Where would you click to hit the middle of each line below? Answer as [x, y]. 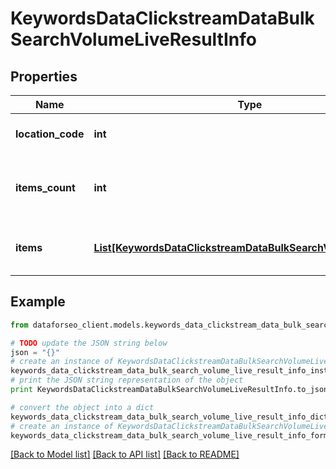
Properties [44, 76]
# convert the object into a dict [82, 407]
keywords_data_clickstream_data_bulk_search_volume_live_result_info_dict [169, 417]
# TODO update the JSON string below [89, 343]
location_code [50, 134]
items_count [45, 187]
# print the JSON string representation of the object [127, 380]
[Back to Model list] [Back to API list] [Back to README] [125, 454]
